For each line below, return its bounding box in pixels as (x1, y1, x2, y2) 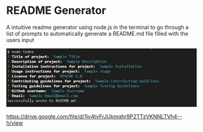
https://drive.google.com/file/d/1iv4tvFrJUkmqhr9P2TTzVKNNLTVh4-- (6, 113, 182, 120)
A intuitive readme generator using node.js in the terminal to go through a (6, 24, 189, 31)
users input (6, 36, 34, 43)
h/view (6, 119, 23, 127)
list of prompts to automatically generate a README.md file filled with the (6, 30, 188, 37)
